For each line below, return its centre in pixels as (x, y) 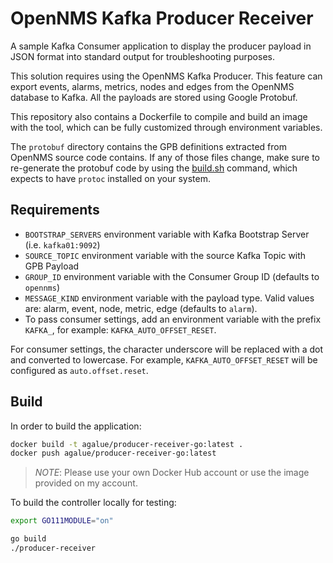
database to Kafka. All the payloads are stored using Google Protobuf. (154, 97)
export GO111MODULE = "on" (62, 521)
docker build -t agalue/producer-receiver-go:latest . (127, 444)
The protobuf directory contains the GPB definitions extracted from (148, 146)
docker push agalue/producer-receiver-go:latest (113, 453)
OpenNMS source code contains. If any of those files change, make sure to (165, 157)
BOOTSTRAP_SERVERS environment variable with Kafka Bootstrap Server (167, 234)
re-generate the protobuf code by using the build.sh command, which (154, 168)
